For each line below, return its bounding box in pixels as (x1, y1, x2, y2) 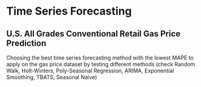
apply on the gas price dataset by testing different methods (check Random (6, 61, 196, 68)
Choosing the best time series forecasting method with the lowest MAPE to (6, 54, 194, 61)
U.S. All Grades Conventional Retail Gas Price (6, 29, 181, 39)
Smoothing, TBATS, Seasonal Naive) (6, 74, 97, 80)
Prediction (6, 38, 47, 48)
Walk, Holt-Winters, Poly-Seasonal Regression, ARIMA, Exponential (6, 67, 174, 74)
